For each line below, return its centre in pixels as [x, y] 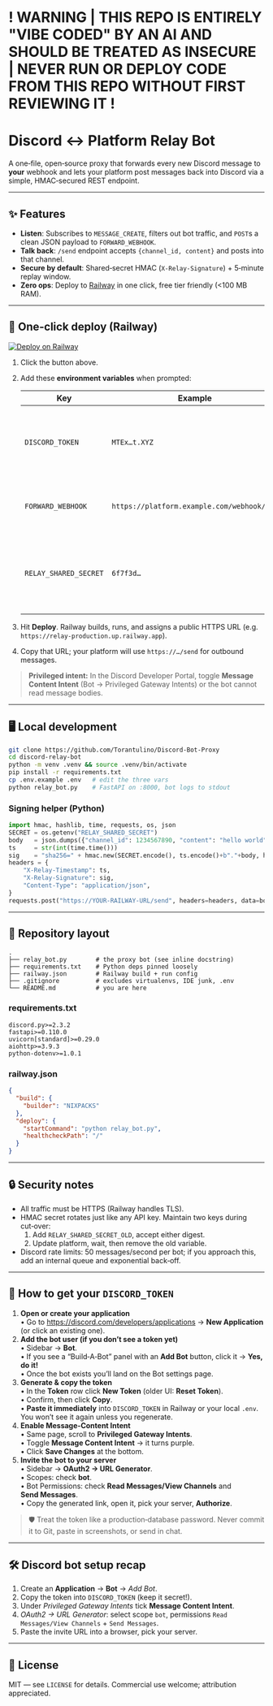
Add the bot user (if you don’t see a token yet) [99, 1339]
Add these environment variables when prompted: [106, 378]
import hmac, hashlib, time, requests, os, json [92, 825]
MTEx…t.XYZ [133, 442]
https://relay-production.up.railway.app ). [94, 635]
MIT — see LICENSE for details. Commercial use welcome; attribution [123, 1685]
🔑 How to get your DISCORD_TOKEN [91, 1294]
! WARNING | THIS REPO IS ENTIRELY [135, 17]
